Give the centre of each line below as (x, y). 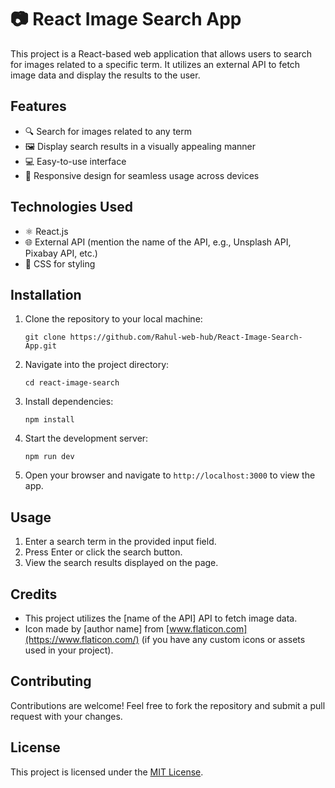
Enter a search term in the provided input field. (120, 542)
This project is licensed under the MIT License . (107, 772)
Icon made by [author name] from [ (97, 629)
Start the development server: (86, 438)
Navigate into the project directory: (97, 365)
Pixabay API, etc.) (61, 253)
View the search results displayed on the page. (121, 563)
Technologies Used (71, 207)
